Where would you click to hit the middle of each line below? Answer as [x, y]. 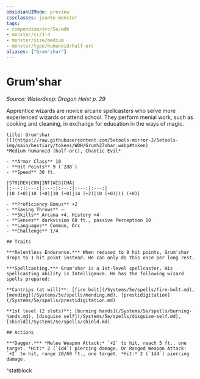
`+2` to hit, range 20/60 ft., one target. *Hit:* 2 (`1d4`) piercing [98, 354]
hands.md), [20, 316]
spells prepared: [28, 279]
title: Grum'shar [28, 135]
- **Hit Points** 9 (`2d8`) [42, 167]
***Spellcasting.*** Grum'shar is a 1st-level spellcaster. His [90, 268]
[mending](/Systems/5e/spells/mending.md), [62, 295]
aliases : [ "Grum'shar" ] [37, 52]
